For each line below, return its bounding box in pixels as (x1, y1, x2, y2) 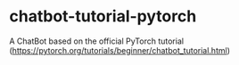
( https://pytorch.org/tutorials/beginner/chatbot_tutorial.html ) (9, 45, 230, 55)
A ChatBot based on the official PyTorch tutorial (9, 36, 185, 46)
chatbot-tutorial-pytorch (9, 6, 197, 27)
